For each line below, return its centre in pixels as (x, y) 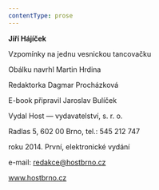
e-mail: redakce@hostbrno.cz (57, 162)
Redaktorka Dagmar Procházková (64, 85)
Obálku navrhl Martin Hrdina (55, 69)
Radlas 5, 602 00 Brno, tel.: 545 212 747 (74, 131)
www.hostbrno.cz (38, 177)
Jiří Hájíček (27, 38)
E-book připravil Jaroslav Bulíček (63, 100)
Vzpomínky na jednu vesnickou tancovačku (80, 53)
